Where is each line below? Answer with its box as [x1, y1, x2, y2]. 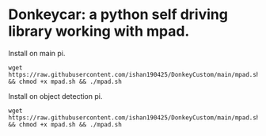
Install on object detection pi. [8, 91, 103, 100]
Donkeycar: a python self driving [8, 6, 228, 24]
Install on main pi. [8, 48, 66, 58]
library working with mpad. [8, 22, 190, 40]
